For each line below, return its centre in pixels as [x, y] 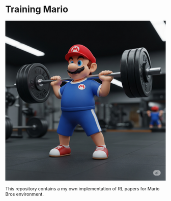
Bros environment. [25, 194]
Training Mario [37, 9]
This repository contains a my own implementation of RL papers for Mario [82, 188]
